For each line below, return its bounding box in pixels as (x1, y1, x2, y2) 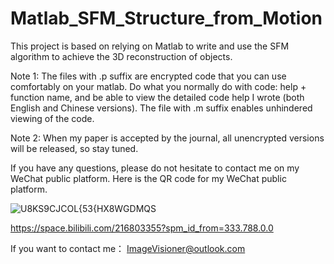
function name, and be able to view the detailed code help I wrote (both (10, 91, 305, 103)
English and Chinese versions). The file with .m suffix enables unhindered (10, 102, 313, 114)
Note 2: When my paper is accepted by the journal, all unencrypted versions (10, 132, 325, 144)
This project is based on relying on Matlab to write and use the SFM (10, 40, 290, 52)
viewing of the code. (10, 112, 95, 124)
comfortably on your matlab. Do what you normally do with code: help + (10, 80, 307, 92)
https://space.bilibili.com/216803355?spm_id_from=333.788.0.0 (10, 222, 274, 234)
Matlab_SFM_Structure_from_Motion (10, 7, 323, 30)
